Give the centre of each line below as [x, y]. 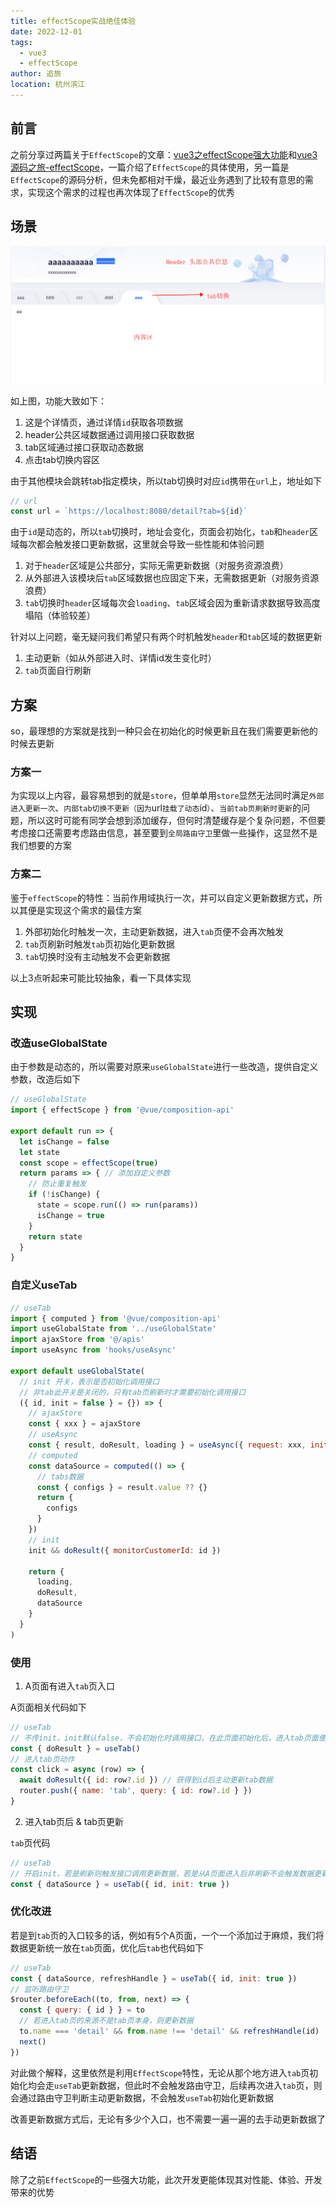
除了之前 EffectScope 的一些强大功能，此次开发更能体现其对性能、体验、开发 [166, 2179]
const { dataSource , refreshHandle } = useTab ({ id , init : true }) [154, 1978]
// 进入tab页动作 [42, 1759]
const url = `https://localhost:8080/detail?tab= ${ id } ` [129, 511]
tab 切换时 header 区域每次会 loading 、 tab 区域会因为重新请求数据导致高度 [172, 603]
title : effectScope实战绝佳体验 [73, 21]
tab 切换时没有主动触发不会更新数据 [97, 956]
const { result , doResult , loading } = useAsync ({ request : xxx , [167, 1445]
